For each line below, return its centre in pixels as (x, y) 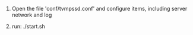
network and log (32, 15)
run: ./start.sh (29, 26)
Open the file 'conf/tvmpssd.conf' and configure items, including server (99, 9)
